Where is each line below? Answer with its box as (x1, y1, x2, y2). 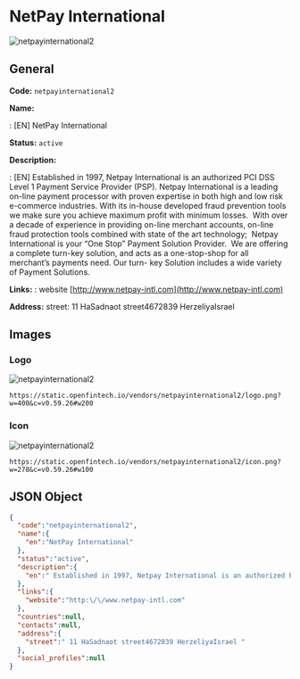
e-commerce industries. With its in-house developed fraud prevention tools (9, 200, 287, 211)
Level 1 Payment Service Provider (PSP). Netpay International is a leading (9, 181, 279, 192)
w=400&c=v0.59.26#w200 (9, 399, 94, 408)
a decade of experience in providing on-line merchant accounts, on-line (9, 219, 274, 229)
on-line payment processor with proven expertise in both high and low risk (9, 190, 284, 202)
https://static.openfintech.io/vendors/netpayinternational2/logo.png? (9, 391, 281, 401)
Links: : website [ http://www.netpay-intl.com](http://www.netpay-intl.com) (9, 284, 284, 294)
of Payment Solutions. (9, 266, 91, 277)
